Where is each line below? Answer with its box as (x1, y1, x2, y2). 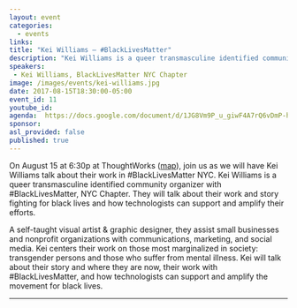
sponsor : (9, 120, 42, 129)
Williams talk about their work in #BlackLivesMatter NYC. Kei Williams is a (9, 169, 277, 180)
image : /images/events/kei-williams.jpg (9, 79, 161, 87)
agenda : (9, 111, 38, 120)
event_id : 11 (9, 94, 57, 104)
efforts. (9, 207, 36, 217)
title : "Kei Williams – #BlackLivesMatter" (9, 46, 172, 55)
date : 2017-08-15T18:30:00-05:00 (9, 86, 133, 95)
